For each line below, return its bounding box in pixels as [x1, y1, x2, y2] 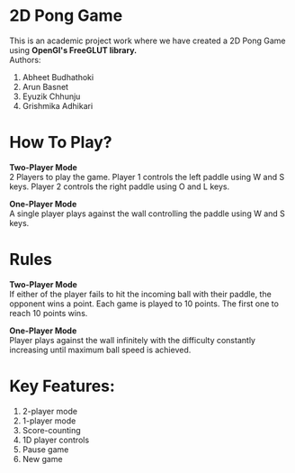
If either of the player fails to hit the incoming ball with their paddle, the [9, 288, 272, 299]
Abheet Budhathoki [22, 71, 94, 82]
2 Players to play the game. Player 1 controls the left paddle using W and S [9, 171, 285, 182]
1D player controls [22, 434, 90, 445]
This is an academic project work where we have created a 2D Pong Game [9, 35, 286, 46]
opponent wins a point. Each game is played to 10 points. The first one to [9, 298, 279, 309]
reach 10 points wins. [9, 307, 88, 318]
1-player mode [22, 415, 76, 426]
